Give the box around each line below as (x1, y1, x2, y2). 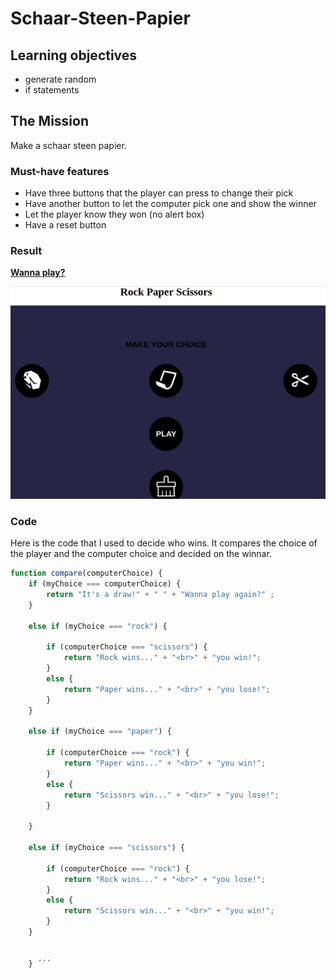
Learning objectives (10, 47, 138, 64)
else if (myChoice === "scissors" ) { (28, 843, 186, 853)
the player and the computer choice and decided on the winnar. (10, 548, 272, 560)
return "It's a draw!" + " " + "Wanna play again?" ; (46, 590, 275, 600)
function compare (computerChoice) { (10, 568, 163, 579)
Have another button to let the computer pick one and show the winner (24, 198, 317, 210)
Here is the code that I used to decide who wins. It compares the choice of (10, 537, 318, 549)
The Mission (10, 113, 89, 130)
